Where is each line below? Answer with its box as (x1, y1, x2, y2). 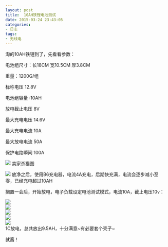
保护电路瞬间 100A (5, 149, 45, 155)
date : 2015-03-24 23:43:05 (5, 17, 63, 22)
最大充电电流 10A (5, 127, 42, 134)
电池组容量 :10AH (5, 95, 42, 101)
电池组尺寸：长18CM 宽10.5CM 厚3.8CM (5, 62, 90, 68)
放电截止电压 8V (5, 105, 40, 112)
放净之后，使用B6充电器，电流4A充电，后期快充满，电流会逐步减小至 (11, 171, 159, 178)
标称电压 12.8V (5, 83, 37, 90)
